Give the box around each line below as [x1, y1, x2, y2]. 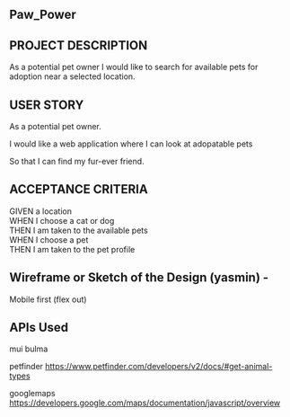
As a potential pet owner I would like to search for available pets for [9, 62, 259, 73]
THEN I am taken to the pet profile [9, 244, 136, 254]
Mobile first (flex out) [9, 294, 87, 305]
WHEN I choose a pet [9, 234, 89, 245]
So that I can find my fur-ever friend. [9, 156, 145, 167]
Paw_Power [9, 7, 76, 22]
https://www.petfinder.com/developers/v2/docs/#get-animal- [44, 361, 273, 372]
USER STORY [9, 97, 84, 112]
